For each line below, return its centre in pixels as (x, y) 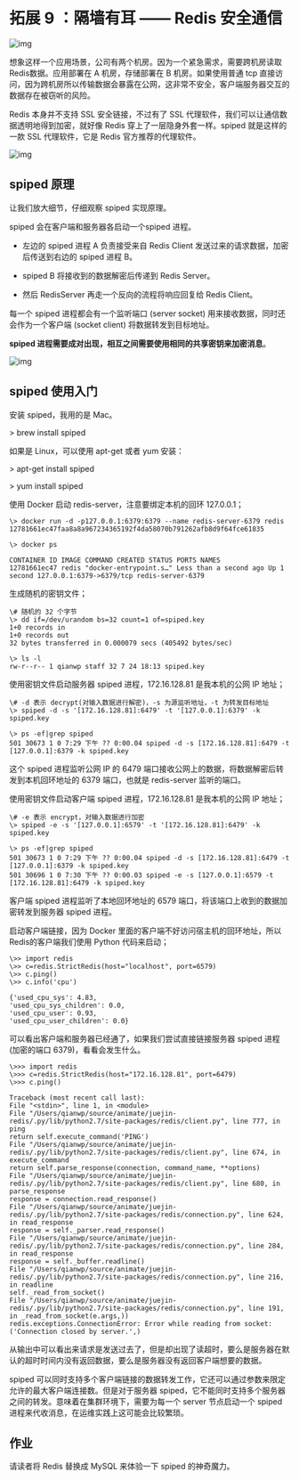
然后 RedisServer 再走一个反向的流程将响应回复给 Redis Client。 (140, 294)
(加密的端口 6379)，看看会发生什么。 (77, 1049)
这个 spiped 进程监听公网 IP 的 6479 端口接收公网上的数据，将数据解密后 (143, 768)
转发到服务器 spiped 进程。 (67, 911)
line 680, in (256, 1183)
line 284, (266, 1246)
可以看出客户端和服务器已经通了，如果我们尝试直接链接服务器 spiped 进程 (145, 1038)
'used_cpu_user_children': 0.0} (69, 1021)
